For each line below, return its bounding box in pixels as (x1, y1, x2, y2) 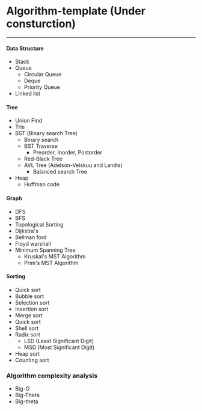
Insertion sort (14, 305, 49, 312)
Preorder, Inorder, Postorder (32, 149, 103, 156)
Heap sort (14, 350, 40, 357)
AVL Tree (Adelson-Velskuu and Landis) (23, 162, 123, 169)
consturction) (6, 17, 76, 31)
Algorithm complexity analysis (6, 371, 98, 380)
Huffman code (23, 181, 60, 188)
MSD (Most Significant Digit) (23, 344, 95, 351)
